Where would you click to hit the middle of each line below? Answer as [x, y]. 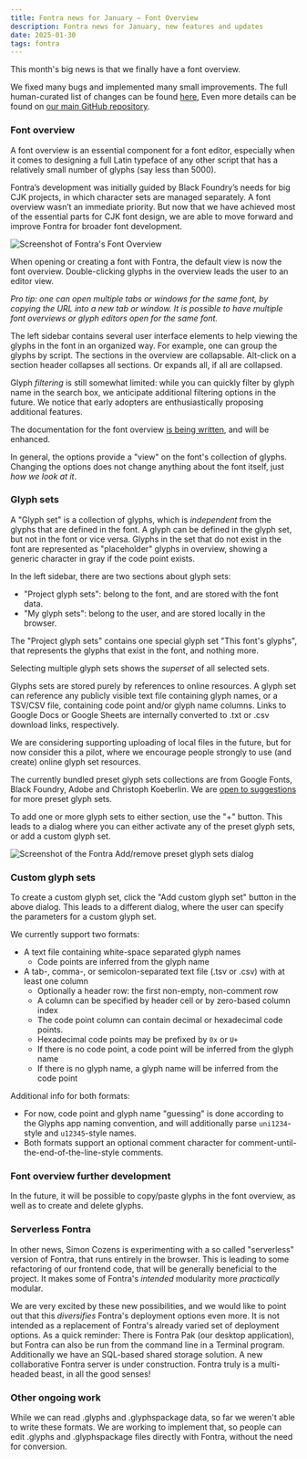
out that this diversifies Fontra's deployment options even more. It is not [145, 1316]
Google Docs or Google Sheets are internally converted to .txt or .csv [140, 714]
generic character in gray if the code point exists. [102, 558]
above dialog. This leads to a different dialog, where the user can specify [147, 907]
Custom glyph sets [53, 877]
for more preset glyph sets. [61, 798]
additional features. [46, 411]
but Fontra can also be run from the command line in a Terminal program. [148, 1345]
